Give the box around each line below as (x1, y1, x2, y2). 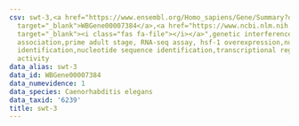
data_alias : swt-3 (9, 63, 77, 72)
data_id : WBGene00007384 (9, 71, 101, 80)
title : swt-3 (9, 104, 58, 113)
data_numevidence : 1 (9, 79, 86, 88)
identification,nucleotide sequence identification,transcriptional (17, 46, 277, 55)
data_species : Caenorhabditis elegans (9, 87, 153, 96)
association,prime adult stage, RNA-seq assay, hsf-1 (17, 37, 221, 47)
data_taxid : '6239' (9, 95, 82, 105)
